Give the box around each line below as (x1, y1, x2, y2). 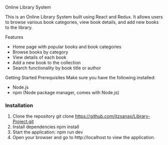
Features (5, 34, 24, 40)
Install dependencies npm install (12, 124, 79, 130)
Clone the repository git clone (12, 113, 74, 119)
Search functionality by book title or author (12, 65, 101, 71)
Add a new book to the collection (12, 60, 81, 65)
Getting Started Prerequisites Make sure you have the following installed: (5, 75, 155, 80)
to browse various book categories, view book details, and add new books (5, 19, 159, 25)
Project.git (12, 119, 34, 125)
